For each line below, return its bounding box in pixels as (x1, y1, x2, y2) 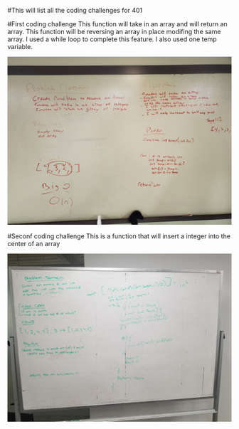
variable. (7, 43, 33, 51)
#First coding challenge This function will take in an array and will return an (7, 20, 228, 28)
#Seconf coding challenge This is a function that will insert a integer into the (7, 232, 231, 240)
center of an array (7, 240, 60, 248)
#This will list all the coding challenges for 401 (7, 6, 143, 14)
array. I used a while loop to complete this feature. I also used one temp (7, 35, 217, 43)
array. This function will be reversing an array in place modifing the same (7, 28, 221, 36)
